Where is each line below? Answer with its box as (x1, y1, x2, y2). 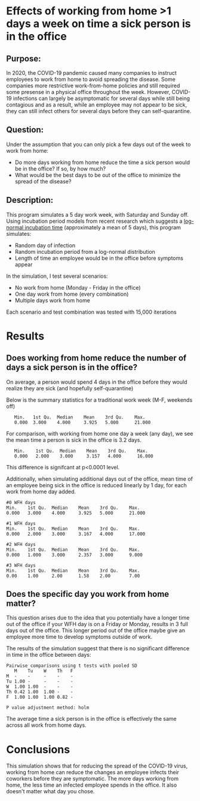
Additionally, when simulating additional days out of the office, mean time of (6, 475, 193, 483)
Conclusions (6, 742, 70, 756)
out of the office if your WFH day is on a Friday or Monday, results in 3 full (6, 621, 188, 628)
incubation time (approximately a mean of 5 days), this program (24, 223, 181, 231)
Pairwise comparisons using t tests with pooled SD (6, 663, 137, 669)
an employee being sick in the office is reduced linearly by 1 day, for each (6, 481, 187, 489)
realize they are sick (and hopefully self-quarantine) (6, 384, 134, 392)
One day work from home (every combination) (14, 290, 129, 298)
